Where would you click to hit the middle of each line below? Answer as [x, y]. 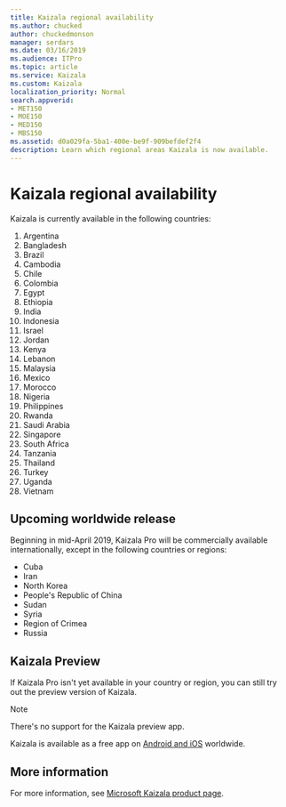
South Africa [46, 444]
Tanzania [40, 453]
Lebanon [39, 359]
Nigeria [36, 396]
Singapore [42, 434]
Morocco [40, 387]
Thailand [39, 463]
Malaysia [39, 368]
